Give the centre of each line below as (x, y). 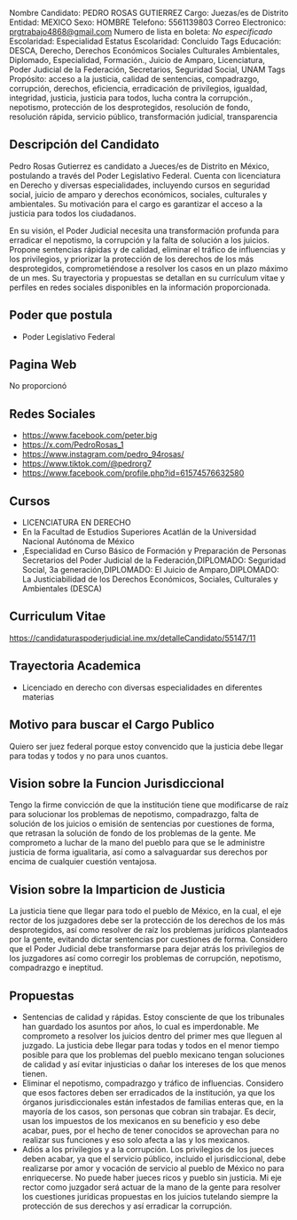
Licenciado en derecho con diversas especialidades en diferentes (142, 687)
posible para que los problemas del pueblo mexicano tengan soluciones (153, 1055)
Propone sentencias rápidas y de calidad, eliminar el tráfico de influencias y (148, 249)
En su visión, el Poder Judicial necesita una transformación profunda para (144, 230)
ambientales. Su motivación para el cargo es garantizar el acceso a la (136, 204)
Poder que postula (61, 315)
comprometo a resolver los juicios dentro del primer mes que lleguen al (152, 1036)
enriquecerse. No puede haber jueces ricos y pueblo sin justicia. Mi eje (152, 1177)
